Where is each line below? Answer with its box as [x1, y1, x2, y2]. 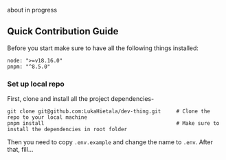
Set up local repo [7, 79, 65, 89]
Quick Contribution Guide [7, 25, 119, 37]
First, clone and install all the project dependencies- [7, 95, 155, 103]
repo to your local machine [7, 114, 88, 121]
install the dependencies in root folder [7, 126, 128, 133]
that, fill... [7, 146, 34, 154]
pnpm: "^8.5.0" [7, 63, 51, 70]
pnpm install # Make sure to [7, 120, 220, 127]
